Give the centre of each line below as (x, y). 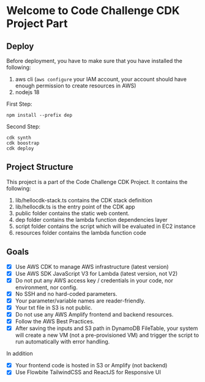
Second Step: (24, 127)
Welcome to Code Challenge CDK (93, 11)
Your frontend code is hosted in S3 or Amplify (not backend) (91, 365)
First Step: (19, 104)
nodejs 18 (27, 92)
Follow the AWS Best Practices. (55, 321)
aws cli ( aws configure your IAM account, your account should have (101, 79)
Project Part (37, 24)
